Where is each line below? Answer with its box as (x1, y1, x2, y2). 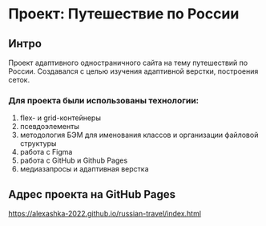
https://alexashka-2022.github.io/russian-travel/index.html (8, 209, 202, 219)
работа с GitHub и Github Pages (19, 155, 128, 165)
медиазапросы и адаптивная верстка (19, 164, 149, 174)
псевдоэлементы (19, 122, 80, 131)
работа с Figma (19, 147, 73, 157)
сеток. (8, 75, 30, 84)
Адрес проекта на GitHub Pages (8, 188, 176, 201)
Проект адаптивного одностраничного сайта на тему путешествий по (8, 58, 248, 67)
